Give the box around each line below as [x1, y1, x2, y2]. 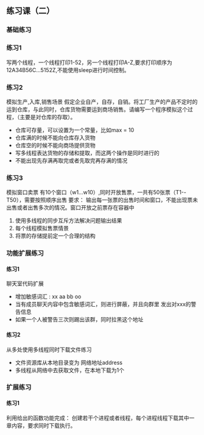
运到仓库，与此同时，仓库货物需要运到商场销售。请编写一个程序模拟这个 [6, 106, 188, 113]
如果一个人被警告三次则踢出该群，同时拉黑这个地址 [15, 316, 144, 323]
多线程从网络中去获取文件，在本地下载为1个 [15, 366, 125, 374]
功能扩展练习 [6, 249, 44, 258]
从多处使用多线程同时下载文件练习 [6, 346, 92, 353]
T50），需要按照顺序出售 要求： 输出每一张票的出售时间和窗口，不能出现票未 [6, 196, 199, 203]
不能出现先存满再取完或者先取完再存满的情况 [15, 156, 128, 164]
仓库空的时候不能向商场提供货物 [15, 141, 96, 148]
